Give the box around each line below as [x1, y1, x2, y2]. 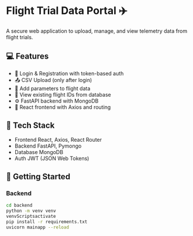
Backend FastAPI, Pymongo [14, 142, 82, 149]
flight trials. [6, 33, 33, 40]
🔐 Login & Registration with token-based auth [14, 70, 124, 77]
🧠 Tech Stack [6, 121, 55, 131]
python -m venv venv [6, 208, 57, 214]
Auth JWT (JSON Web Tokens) [14, 155, 89, 162]
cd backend [6, 203, 33, 208]
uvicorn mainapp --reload [6, 224, 69, 230]
